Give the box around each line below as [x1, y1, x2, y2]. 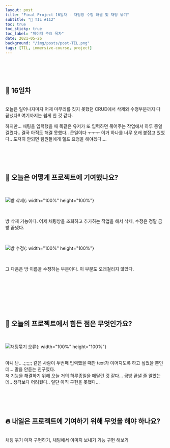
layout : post [5, 7, 33, 13]
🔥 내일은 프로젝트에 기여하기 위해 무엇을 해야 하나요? [5, 417, 161, 426]
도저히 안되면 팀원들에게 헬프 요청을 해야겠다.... [13, 136, 107, 142]
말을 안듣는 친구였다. [14, 366, 55, 373]
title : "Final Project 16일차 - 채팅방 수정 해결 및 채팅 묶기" [5, 12, 130, 17]
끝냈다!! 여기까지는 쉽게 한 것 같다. [5, 113, 73, 119]
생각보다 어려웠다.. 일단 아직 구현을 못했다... [13, 379, 100, 385]
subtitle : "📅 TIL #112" [5, 17, 56, 22]
